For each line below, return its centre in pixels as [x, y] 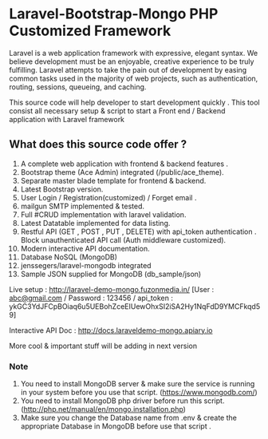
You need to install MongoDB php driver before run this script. [122, 401]
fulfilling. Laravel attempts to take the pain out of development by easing [128, 69]
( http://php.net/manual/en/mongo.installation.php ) [103, 409]
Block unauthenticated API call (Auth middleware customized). [123, 239]
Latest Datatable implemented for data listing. [95, 223]
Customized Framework [90, 31]
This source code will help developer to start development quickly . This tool [134, 102]
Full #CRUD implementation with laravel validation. [103, 214]
